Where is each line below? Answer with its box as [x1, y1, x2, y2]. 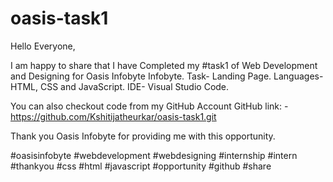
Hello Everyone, [10, 40, 76, 52]
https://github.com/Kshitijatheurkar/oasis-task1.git [10, 110, 217, 122]
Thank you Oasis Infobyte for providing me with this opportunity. [10, 130, 276, 142]
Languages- [273, 70, 324, 82]
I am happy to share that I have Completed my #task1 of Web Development [10, 59, 318, 71]
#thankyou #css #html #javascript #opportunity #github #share [10, 160, 272, 172]
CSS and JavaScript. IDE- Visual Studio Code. [39, 80, 230, 92]
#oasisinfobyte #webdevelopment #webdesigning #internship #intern [10, 149, 298, 161]
